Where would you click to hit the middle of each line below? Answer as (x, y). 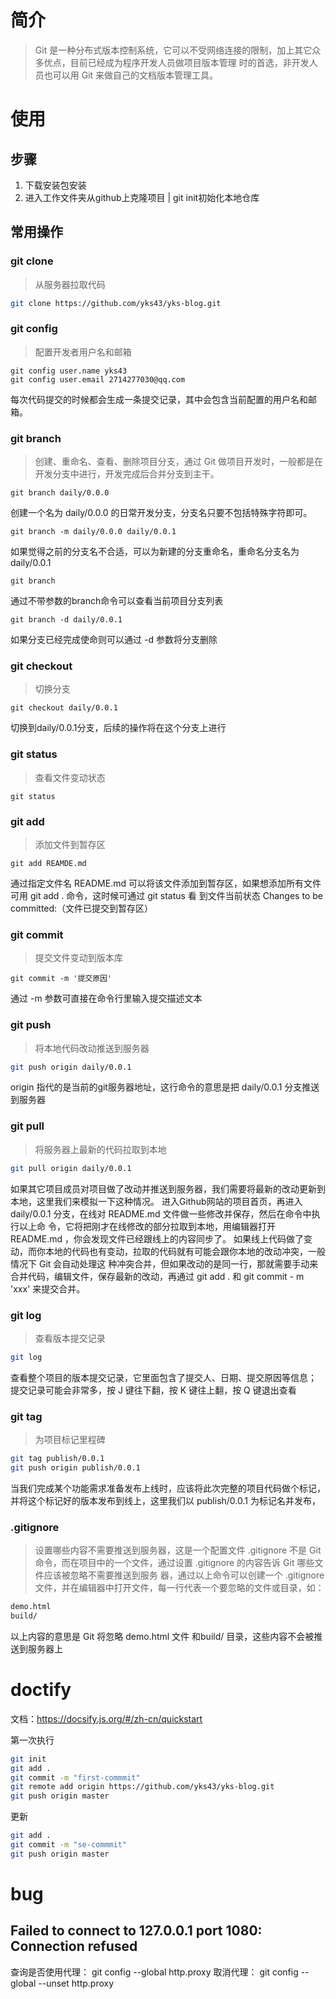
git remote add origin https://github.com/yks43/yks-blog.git (142, 1787)
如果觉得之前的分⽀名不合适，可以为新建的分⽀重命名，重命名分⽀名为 (155, 552)
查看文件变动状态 (70, 777)
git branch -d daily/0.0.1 (66, 620)
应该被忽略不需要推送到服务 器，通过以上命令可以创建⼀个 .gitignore (184, 1575)
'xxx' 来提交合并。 (48, 1288)
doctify (41, 1690)
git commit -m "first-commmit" (75, 1777)
